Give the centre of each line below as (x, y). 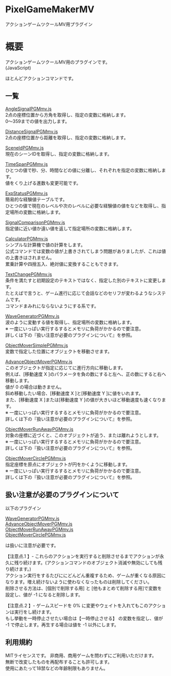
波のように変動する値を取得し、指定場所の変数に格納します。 (70, 322)
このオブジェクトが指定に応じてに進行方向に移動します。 (66, 368)
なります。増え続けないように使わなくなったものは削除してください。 (79, 582)
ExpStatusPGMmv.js (27, 193)
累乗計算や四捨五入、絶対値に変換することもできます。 (63, 264)
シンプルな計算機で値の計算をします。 (45, 245)
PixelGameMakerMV (50, 9)
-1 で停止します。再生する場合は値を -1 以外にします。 (62, 625)
